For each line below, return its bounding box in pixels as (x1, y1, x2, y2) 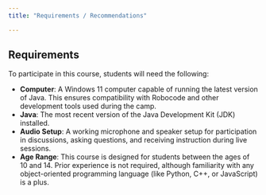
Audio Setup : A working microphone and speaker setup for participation (19, 127, 257, 136)
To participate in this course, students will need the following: (8, 69, 209, 79)
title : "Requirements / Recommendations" (8, 11, 148, 20)
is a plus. (19, 177, 49, 187)
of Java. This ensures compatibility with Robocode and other (19, 93, 220, 103)
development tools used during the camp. (19, 101, 157, 111)
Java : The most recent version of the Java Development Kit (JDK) (19, 110, 236, 119)
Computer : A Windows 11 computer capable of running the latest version (19, 84, 258, 94)
